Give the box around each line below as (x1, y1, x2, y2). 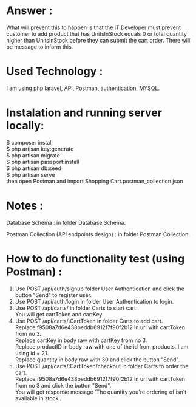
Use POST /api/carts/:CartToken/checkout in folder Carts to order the (15, 362, 189, 369)
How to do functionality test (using (6, 251, 185, 265)
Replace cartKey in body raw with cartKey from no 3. (15, 337, 147, 344)
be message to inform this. (6, 43, 73, 50)
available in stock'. (15, 394, 62, 402)
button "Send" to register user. (15, 291, 92, 298)
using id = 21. (15, 349, 49, 357)
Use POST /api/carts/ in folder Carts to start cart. (15, 304, 138, 312)
